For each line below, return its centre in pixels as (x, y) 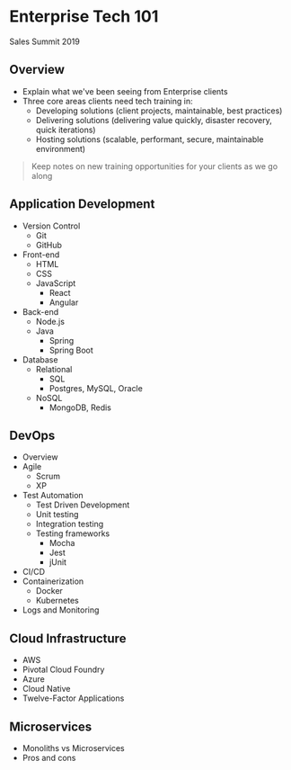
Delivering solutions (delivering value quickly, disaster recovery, (154, 120)
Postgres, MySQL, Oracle (96, 388)
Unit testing (57, 515)
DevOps (32, 435)
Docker (49, 591)
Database (40, 359)
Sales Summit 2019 (45, 41)
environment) (61, 148)
